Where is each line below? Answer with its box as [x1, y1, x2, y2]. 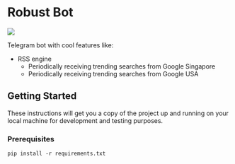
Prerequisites [7, 134, 55, 143]
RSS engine [17, 54, 52, 63]
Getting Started [7, 90, 77, 102]
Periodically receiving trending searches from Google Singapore [28, 61, 216, 71]
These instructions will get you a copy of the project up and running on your [7, 109, 229, 117]
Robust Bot [7, 4, 74, 20]
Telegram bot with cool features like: [7, 40, 114, 49]
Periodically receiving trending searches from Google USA [28, 69, 199, 78]
